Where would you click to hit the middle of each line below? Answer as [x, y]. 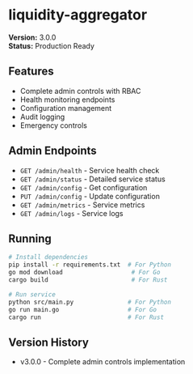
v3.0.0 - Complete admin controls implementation [103, 362]
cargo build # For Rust [88, 280]
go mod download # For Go [84, 273]
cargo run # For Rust [86, 317]
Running [30, 238]
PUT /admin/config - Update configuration [90, 196]
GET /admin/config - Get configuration [84, 187]
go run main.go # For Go [83, 309]
